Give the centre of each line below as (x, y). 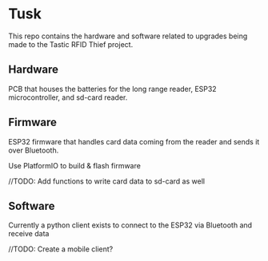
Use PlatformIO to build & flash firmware (75, 165)
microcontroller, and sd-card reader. (68, 97)
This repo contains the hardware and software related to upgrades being (128, 36)
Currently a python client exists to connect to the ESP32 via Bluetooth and (130, 225)
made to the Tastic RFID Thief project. (71, 44)
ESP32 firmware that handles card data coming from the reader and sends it (134, 141)
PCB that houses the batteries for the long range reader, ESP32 (113, 89)
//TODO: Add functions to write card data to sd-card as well (107, 181)
